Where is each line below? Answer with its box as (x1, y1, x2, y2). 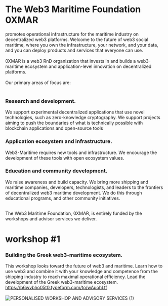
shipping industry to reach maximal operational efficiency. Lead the (5, 274, 146, 280)
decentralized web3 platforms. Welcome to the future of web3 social (5, 36, 148, 43)
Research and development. (5, 97, 76, 104)
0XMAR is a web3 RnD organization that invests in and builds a (5, 58, 136, 64)
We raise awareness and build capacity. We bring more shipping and (5, 179, 148, 185)
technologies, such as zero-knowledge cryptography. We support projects (5, 114, 160, 121)
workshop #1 (5, 234, 61, 245)
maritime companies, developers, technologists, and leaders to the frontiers (5, 184, 163, 190)
